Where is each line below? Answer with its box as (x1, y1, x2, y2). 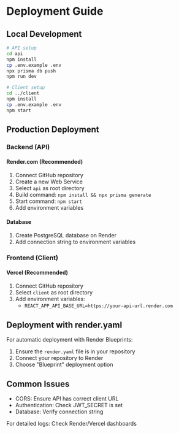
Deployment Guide (6, 4, 104, 18)
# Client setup (6, 85, 45, 91)
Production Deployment (6, 125, 99, 135)
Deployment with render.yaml (6, 320, 123, 330)
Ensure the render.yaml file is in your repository (15, 348, 135, 355)
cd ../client (6, 90, 40, 96)
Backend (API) (6, 142, 50, 151)
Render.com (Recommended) (6, 158, 83, 165)
